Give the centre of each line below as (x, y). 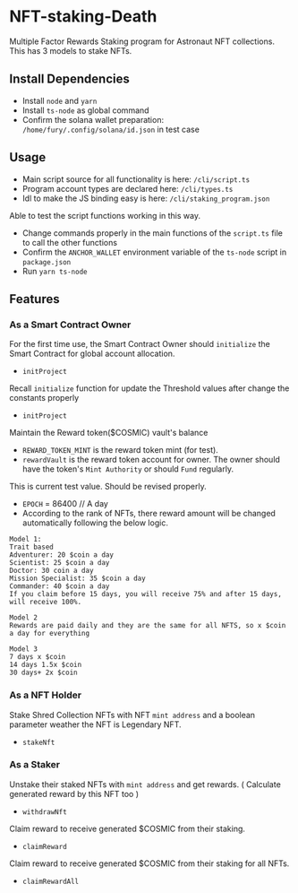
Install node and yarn (60, 100)
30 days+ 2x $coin (43, 673)
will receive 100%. (46, 603)
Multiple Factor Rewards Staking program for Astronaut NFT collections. (142, 41)
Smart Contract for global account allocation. (92, 354)
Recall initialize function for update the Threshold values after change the (149, 388)
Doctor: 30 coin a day (51, 571)
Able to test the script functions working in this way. (105, 215)
